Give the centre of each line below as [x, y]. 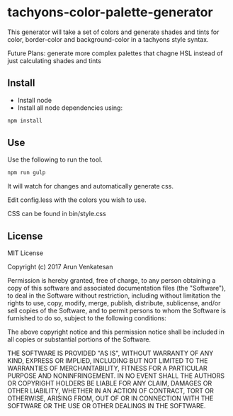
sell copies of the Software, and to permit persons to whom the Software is [117, 311]
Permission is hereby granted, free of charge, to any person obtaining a [112, 281]
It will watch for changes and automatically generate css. [90, 186]
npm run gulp [27, 173]
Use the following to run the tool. [55, 159]
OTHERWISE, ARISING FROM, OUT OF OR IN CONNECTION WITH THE [110, 398]
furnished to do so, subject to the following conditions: [87, 318]
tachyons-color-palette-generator [110, 12]
